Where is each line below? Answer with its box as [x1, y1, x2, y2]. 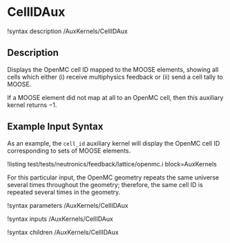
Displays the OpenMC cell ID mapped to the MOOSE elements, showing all [7, 65, 219, 73]
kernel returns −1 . [7, 101, 57, 109]
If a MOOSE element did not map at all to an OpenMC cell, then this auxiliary [7, 93, 224, 101]
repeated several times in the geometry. [7, 188, 121, 196]
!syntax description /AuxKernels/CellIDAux [7, 27, 128, 35]
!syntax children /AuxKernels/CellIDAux [7, 228, 119, 236]
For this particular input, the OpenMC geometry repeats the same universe [7, 173, 220, 182]
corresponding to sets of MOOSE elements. [7, 146, 131, 155]
